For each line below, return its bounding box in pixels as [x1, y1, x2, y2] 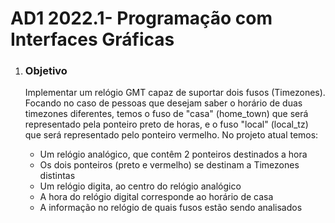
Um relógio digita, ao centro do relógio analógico [39, 180, 242, 192]
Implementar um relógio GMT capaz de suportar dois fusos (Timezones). [24, 87, 326, 99]
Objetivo [24, 64, 68, 78]
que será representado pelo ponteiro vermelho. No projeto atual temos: [24, 129, 319, 141]
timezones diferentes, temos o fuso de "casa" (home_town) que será [24, 108, 309, 120]
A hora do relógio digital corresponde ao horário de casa [39, 191, 274, 203]
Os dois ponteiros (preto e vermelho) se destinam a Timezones [39, 159, 300, 171]
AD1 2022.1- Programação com [10, 7, 273, 30]
